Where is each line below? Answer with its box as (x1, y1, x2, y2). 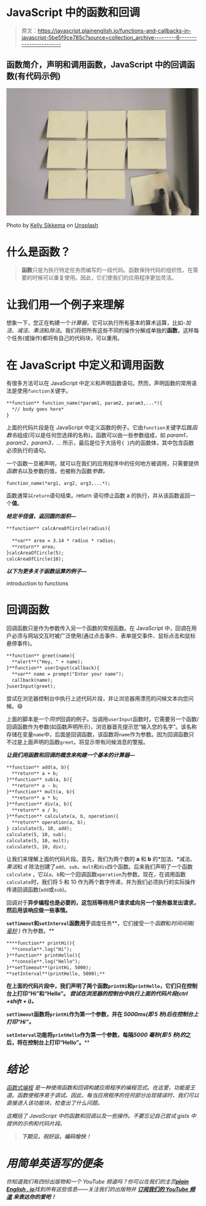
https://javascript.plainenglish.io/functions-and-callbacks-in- (37, 27, 191, 34)
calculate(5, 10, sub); (6, 832, 67, 838)
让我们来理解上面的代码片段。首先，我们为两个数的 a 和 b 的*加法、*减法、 (6, 856, 196, 863)
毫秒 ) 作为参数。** (6, 927, 55, 934)
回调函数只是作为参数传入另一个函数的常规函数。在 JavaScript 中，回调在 (6, 624, 192, 632)
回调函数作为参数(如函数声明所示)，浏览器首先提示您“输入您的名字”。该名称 (6, 723, 197, 731)
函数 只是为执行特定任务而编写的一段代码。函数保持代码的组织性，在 (21, 267, 193, 274)
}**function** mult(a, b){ (6, 789, 75, 795)
